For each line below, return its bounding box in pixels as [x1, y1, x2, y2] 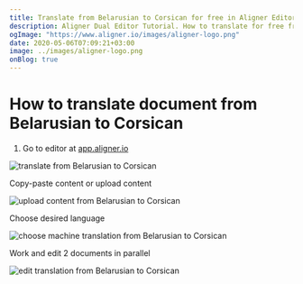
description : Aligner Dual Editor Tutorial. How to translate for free [9, 22, 284, 31]
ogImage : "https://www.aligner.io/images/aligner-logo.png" [9, 30, 241, 39]
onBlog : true [9, 55, 59, 64]
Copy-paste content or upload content [9, 178, 152, 188]
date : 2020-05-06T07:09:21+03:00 [9, 38, 135, 48]
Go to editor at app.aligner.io [22, 142, 129, 153]
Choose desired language [9, 213, 106, 224]
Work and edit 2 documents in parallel [9, 247, 151, 258]
